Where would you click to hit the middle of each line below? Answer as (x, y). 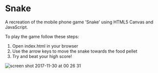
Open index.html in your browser (45, 46)
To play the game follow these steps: (42, 36)
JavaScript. (17, 27)
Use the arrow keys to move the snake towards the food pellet (75, 51)
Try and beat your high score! (42, 56)
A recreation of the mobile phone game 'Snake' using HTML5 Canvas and (79, 22)
